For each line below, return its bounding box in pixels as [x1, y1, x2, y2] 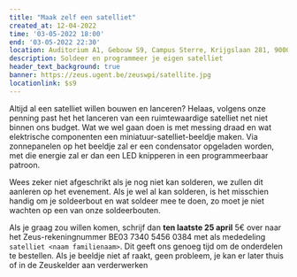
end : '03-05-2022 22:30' [9, 37, 101, 47]
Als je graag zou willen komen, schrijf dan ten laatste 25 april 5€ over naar [9, 222, 282, 233]
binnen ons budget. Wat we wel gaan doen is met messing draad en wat [9, 121, 272, 133]
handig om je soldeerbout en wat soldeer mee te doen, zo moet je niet [9, 196, 265, 206]
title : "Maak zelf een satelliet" [9, 12, 137, 22]
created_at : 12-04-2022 [9, 21, 97, 30]
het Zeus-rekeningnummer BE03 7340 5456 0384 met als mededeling [9, 231, 266, 242]
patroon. [9, 159, 41, 170]
